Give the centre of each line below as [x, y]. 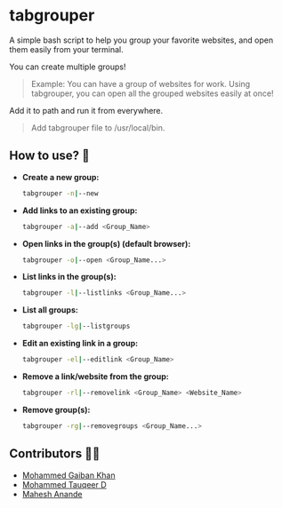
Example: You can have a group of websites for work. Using [141, 83]
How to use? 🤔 [50, 156]
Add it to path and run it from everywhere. [86, 110]
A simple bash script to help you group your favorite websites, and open [141, 40]
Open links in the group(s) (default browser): [106, 243]
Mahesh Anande [52, 494]
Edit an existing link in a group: [80, 344]
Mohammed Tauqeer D [64, 484]
